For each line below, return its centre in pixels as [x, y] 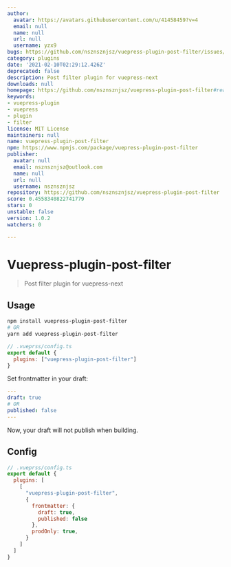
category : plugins [33, 58]
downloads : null [30, 84]
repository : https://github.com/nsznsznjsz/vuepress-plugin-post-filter [113, 193]
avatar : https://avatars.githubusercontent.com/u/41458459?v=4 [106, 20]
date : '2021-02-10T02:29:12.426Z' [57, 65]
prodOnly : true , [55, 532]
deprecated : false [33, 71]
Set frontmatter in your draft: [47, 378]
